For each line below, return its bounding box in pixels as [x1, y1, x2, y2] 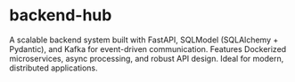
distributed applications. [9, 63, 98, 73]
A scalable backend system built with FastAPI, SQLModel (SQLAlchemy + [9, 34, 279, 45]
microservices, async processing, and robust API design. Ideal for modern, [9, 53, 284, 63]
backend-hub [9, 5, 112, 26]
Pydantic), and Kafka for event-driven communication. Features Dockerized [9, 43, 287, 54]
